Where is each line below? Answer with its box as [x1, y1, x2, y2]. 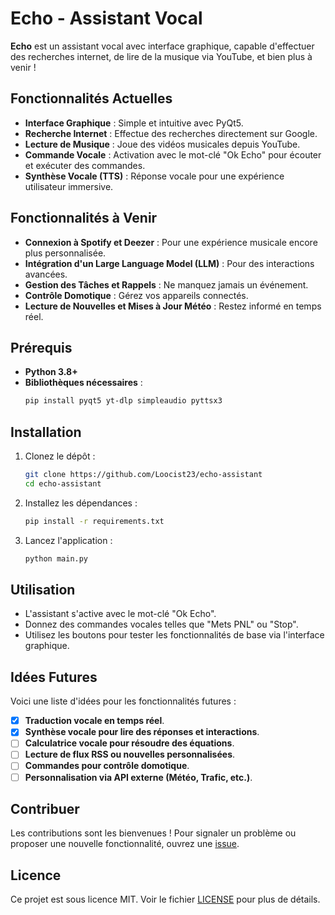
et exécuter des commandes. [24, 159, 146, 171]
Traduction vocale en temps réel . [24, 715, 165, 727]
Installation [10, 423, 82, 441]
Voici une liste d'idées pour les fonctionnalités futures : [10, 695, 237, 707]
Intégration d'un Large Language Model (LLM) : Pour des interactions [24, 257, 315, 269]
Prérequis [10, 339, 73, 356]
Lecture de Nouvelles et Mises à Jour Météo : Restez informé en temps [24, 300, 322, 312]
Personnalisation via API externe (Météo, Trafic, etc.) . [24, 771, 253, 783]
